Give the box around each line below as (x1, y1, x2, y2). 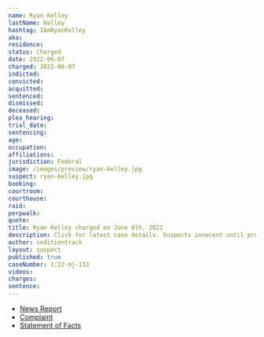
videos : (8, 268, 34, 276)
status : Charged (8, 48, 61, 56)
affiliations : (8, 150, 55, 158)
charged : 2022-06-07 (8, 63, 76, 71)
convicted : (8, 77, 44, 85)
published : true (8, 253, 61, 261)
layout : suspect (8, 246, 61, 254)
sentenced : (8, 92, 44, 100)
